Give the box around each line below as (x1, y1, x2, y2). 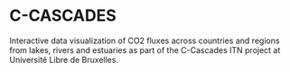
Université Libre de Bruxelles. (9, 54, 119, 65)
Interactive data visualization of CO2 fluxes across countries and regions (9, 35, 280, 46)
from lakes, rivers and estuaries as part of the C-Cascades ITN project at (9, 44, 281, 55)
